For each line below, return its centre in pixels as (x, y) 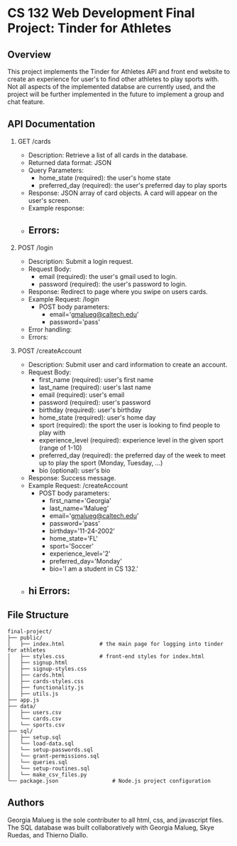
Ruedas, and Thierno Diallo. (48, 835)
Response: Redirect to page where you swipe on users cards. (118, 291)
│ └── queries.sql (38, 762)
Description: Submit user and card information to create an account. (128, 364)
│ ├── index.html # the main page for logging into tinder (115, 644)
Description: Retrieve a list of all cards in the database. (108, 155)
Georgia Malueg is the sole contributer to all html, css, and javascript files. (116, 820)
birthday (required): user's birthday (90, 410)
